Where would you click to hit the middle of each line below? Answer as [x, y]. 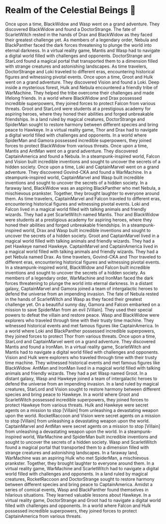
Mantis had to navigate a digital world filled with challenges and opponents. [82, 352]
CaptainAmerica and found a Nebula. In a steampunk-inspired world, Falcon [83, 156]
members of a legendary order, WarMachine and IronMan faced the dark [79, 278]
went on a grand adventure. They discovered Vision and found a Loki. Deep [82, 82]
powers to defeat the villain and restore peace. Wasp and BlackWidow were [82, 315]
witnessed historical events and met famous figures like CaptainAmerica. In [82, 325]
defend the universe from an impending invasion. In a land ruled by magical [82, 384]
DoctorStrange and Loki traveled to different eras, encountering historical [80, 71]
